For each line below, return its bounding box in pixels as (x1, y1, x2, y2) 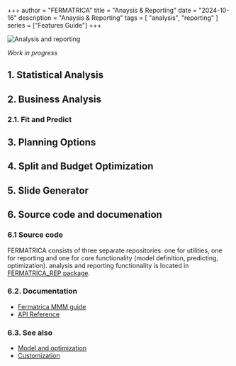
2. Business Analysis (7, 93, 101, 105)
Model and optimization (17, 344, 87, 353)
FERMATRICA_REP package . (7, 269, 91, 277)
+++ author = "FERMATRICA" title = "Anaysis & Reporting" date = (7, 6, 197, 14)
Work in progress (7, 49, 58, 57)
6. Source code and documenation (7, 209, 163, 221)
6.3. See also (7, 328, 53, 338)
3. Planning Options (7, 136, 96, 148)
